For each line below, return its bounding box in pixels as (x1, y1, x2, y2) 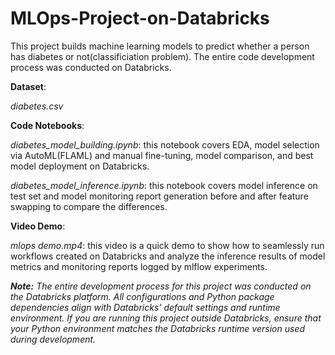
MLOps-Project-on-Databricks (10, 7, 270, 30)
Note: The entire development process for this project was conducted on (10, 280, 312, 292)
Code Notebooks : (10, 119, 85, 131)
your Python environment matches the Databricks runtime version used (10, 322, 305, 334)
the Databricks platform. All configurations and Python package (10, 290, 275, 302)
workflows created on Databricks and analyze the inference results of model (10, 250, 326, 262)
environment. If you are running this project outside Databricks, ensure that (10, 312, 322, 324)
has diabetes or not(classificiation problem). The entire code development (10, 50, 315, 62)
